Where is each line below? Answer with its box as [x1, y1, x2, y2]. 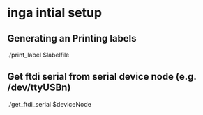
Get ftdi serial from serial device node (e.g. [7, 71, 197, 82]
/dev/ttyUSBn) [7, 82, 71, 94]
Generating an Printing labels [7, 33, 137, 44]
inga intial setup [7, 5, 103, 21]
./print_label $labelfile [7, 51, 70, 59]
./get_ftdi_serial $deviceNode [7, 100, 92, 108]
